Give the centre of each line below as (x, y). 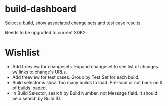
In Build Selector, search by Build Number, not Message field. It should (85, 93)
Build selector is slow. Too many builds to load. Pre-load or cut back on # (87, 82)
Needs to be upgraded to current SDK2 (45, 32)
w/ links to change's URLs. (40, 72)
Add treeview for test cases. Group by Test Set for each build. (76, 77)
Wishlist (22, 53)
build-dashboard (41, 9)
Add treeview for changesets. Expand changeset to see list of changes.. (86, 66)
